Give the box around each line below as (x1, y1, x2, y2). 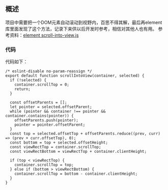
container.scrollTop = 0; (14, 82, 70, 88)
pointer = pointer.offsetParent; (14, 122, 86, 127)
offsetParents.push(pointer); (14, 118, 79, 123)
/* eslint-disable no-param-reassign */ (5, 69, 93, 74)
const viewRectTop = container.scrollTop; (10, 145, 101, 150)
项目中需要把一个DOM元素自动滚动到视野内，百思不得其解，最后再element (5, 19, 162, 25)
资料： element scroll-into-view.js (9, 32, 79, 38)
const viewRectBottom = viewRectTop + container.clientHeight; (10, 149, 147, 154)
